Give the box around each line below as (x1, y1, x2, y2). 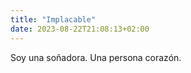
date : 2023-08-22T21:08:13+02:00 (10, 24, 150, 34)
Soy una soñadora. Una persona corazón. (10, 51, 182, 63)
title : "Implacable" (10, 14, 97, 25)
